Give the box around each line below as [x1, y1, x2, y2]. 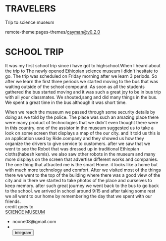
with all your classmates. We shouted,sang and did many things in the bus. [5, 94, 158, 100]
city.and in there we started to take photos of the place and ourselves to [5, 177, 152, 183]
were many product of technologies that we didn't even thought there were [5, 119, 159, 125]
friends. [5, 198, 21, 204]
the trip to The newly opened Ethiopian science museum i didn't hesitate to [5, 68, 158, 74]
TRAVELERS [5, 3, 56, 14]
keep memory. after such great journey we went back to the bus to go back [5, 183, 159, 189]
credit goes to [5, 203, 34, 209]
